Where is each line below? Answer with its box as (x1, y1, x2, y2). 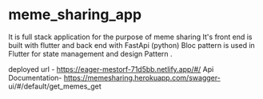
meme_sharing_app (8, 6, 142, 24)
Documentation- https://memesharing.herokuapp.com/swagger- (8, 73, 221, 82)
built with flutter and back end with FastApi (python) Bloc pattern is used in (8, 40, 256, 49)
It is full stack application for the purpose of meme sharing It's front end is (8, 32, 253, 42)
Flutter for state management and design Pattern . (8, 49, 173, 58)
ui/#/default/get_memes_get (8, 81, 102, 91)
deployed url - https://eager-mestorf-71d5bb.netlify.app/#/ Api (8, 64, 214, 73)
